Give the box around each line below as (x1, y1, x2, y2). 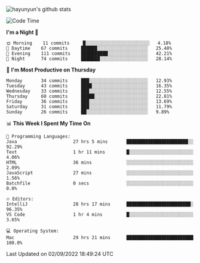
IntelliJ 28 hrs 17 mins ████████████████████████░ (6, 201, 194, 207)
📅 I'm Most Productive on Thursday (6, 66, 96, 73)
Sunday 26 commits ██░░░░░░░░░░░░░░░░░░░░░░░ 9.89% (6, 109, 170, 115)
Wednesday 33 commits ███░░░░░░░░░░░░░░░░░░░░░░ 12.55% (6, 88, 172, 94)
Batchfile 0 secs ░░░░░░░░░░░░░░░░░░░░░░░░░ (6, 180, 194, 186)
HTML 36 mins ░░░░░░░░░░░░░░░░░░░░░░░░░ (6, 159, 194, 165)
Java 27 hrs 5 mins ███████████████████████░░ (6, 139, 194, 145)
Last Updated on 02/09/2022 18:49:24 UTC (6, 251, 113, 257)
